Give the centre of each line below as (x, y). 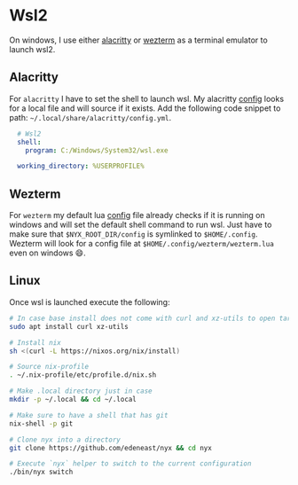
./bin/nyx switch (41, 472)
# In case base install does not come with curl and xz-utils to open (142, 318)
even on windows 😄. (47, 253)
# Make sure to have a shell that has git (89, 415)
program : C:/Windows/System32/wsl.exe (97, 150)
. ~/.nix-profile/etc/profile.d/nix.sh (83, 375)
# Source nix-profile (49, 367)
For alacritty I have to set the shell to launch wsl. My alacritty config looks (147, 98)
